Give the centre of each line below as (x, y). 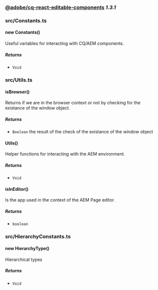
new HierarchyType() (27, 248)
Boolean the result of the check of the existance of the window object (82, 132)
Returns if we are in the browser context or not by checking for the (73, 103)
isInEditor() (17, 189)
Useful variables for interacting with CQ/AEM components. (65, 43)
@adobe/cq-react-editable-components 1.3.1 (60, 7)
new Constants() (23, 32)
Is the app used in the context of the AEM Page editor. (60, 200)
